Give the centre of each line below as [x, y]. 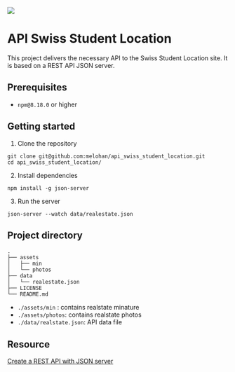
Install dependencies [48, 175]
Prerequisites [37, 88]
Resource [29, 344]
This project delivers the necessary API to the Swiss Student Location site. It [117, 58]
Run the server [39, 201]
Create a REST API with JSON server [60, 361]
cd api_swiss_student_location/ [54, 162]
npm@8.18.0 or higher [47, 104]
